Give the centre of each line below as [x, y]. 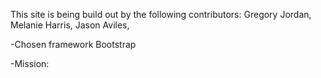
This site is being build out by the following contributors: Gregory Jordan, [161, 14]
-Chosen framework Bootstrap [73, 44]
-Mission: [30, 63]
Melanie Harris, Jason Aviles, [70, 25]
